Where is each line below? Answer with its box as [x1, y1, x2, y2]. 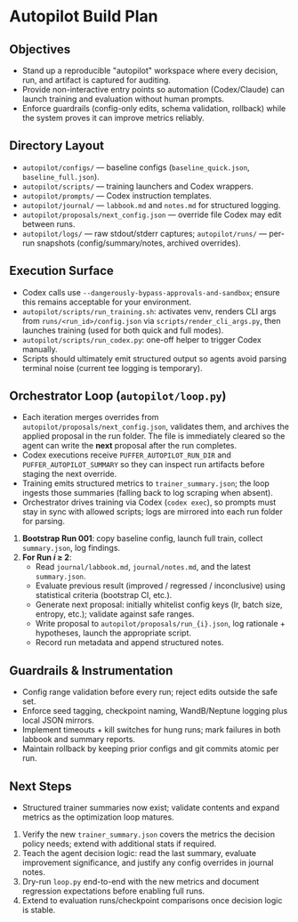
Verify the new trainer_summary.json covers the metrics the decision [21, 829, 276, 840]
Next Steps [9, 779, 72, 794]
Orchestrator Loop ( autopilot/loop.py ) [9, 389, 227, 404]
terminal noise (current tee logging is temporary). [21, 362, 203, 373]
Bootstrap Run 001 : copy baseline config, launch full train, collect [21, 533, 263, 544]
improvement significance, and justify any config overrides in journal [21, 857, 274, 869]
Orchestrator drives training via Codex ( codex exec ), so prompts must [21, 497, 277, 508]
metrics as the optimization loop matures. [21, 812, 175, 822]
